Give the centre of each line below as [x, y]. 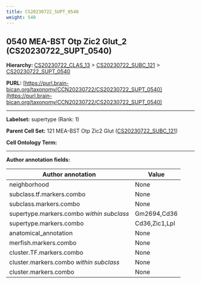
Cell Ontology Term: [32, 143]
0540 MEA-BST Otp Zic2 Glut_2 [66, 42]
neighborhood [29, 185]
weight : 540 [21, 17]
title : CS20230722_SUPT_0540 [42, 12]
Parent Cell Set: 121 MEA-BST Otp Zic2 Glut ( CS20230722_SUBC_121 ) [92, 131]
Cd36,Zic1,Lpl [155, 224]
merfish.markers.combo [43, 243]
